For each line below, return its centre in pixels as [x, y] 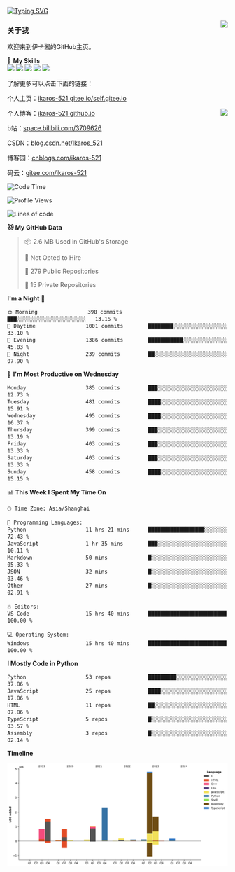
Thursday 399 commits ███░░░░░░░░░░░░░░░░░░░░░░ [117, 430]
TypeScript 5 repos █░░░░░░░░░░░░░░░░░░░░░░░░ [117, 719]
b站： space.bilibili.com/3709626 [55, 128]
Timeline [20, 754]
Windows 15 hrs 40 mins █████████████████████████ [117, 644]
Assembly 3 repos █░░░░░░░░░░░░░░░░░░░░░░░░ [117, 733]
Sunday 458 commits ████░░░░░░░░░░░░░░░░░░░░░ [117, 472]
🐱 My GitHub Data [35, 228]
